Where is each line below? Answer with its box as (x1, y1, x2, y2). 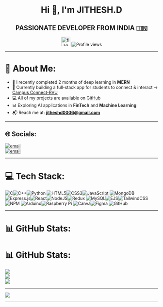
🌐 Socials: (5, 130, 37, 138)
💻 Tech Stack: (5, 170, 65, 181)
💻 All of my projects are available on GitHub (12, 95, 101, 101)
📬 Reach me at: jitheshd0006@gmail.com (12, 109, 100, 115)
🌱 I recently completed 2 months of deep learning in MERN (12, 79, 130, 85)
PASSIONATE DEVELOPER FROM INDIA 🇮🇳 (15, 24, 148, 32)
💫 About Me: (5, 63, 56, 74)
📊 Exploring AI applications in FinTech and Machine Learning (12, 102, 137, 108)
